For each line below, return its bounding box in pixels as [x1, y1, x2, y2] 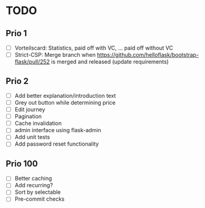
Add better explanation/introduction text [14, 92, 116, 99]
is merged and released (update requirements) [51, 58, 169, 65]
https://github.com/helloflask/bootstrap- [96, 51, 199, 59]
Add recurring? [14, 182, 53, 189]
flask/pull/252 [14, 58, 50, 65]
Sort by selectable [14, 188, 61, 196]
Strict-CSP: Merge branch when [14, 51, 96, 59]
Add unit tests [14, 133, 50, 141]
